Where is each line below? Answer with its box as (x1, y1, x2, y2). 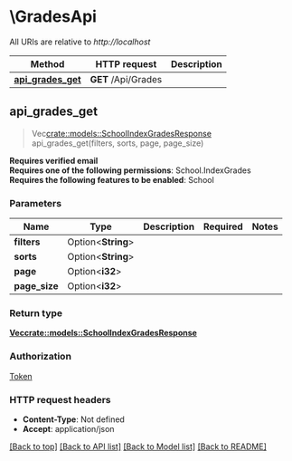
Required (203, 220, 244, 233)
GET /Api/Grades (89, 72, 163, 85)
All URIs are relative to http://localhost (9, 36, 151, 47)
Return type (9, 306, 63, 319)
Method (30, 57, 65, 70)
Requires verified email (9, 155, 99, 166)
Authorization (9, 351, 72, 363)
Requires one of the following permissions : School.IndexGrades (9, 165, 251, 176)
